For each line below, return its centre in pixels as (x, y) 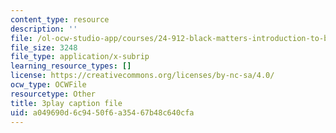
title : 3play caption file (66, 103)
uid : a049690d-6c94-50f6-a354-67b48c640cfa (102, 112)
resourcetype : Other (53, 94)
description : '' (44, 29)
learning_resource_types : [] (71, 66)
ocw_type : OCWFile (48, 85)
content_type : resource (60, 19)
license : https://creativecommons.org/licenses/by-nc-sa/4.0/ (142, 76)
